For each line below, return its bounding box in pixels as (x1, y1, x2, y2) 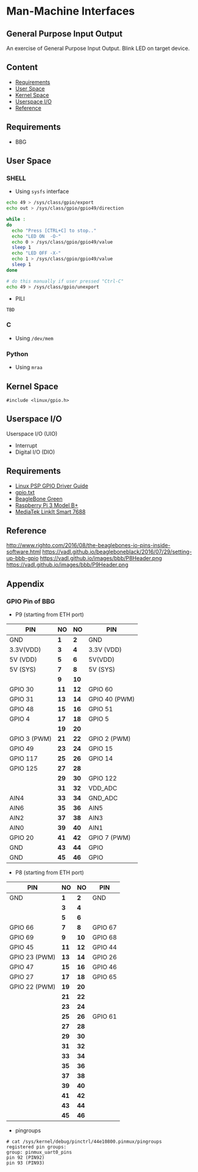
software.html (6, 548, 41, 555)
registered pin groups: (6, 1144, 67, 1150)
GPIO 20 (9, 833, 34, 842)
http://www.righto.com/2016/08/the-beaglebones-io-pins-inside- (6, 542, 171, 549)
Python (6, 349, 29, 358)
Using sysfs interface (15, 188, 69, 195)
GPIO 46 (92, 963, 117, 972)
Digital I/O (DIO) (15, 448, 55, 455)
